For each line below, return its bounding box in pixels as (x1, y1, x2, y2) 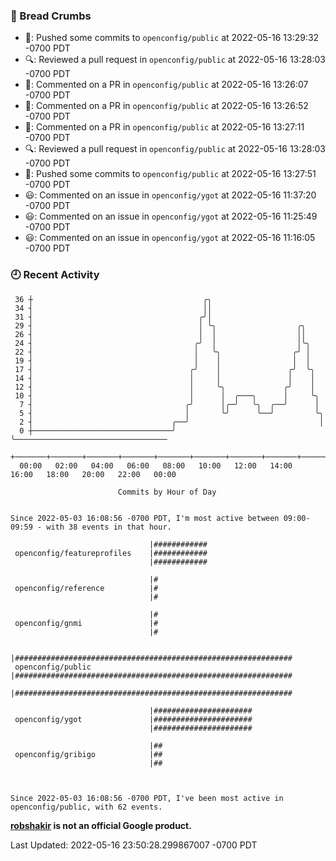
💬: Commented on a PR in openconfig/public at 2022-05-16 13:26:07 (24, 79, 309, 91)
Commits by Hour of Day (117, 487, 217, 497)
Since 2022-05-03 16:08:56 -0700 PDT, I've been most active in (10, 793, 284, 803)
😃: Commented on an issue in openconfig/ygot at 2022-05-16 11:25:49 (24, 210, 318, 223)
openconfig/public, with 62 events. (10, 802, 163, 812)
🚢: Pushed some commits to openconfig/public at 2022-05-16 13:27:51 (24, 168, 317, 180)
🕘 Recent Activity (10, 268, 100, 282)
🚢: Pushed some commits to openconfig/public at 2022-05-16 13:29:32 (24, 32, 320, 44)
